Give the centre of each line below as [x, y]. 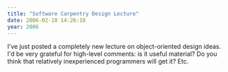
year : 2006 [23, 27]
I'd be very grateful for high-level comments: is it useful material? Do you [112, 54]
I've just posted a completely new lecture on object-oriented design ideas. [114, 47]
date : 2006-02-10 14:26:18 [47, 20]
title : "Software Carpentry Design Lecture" [73, 14]
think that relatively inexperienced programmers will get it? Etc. [98, 62]
